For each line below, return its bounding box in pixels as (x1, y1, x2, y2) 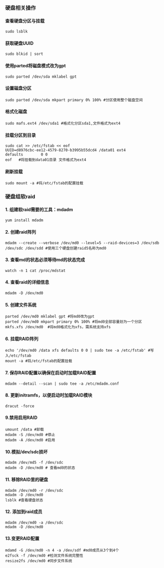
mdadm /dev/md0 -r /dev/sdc (5, 488, 64, 493)
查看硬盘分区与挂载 (5, 17, 45, 23)
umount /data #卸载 (5, 427, 44, 432)
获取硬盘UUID (5, 40, 34, 46)
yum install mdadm (5, 218, 43, 223)
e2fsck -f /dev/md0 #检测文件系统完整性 (5, 553, 84, 558)
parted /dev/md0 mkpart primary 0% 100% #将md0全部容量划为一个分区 (5, 319, 142, 324)
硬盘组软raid (5, 193, 36, 200)
